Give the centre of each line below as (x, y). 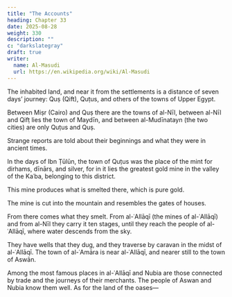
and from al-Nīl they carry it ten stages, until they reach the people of (106, 223)
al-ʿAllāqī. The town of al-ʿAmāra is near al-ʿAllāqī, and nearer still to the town (116, 252)
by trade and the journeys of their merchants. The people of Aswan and (109, 280)
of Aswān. (22, 259)
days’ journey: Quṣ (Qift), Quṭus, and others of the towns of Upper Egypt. (111, 99)
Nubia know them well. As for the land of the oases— (83, 287)
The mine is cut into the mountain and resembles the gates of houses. (107, 203)
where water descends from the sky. (80, 231)
